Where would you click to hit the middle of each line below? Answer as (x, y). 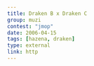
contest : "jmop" (30, 26)
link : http (23, 52)
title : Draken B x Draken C (47, 13)
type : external (29, 45)
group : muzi (24, 20)
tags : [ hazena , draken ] (41, 39)
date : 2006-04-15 (32, 33)
